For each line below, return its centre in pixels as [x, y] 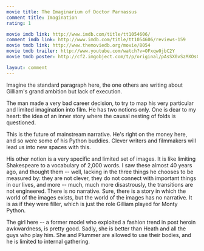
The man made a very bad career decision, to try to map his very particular [100, 103]
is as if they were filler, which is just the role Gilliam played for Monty [92, 204]
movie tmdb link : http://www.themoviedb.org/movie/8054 [78, 45]
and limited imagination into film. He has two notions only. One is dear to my [101, 109]
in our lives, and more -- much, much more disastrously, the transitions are [100, 184]
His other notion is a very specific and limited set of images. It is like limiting [101, 159]
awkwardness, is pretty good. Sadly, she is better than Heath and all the [96, 229]
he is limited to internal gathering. [48, 241]
